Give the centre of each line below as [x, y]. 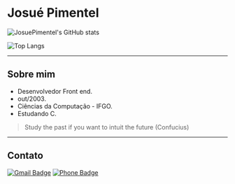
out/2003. [32, 99]
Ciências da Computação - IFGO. [65, 106]
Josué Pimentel [53, 13]
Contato [25, 156]
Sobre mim [31, 75]
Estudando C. [37, 113]
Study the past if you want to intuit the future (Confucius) [107, 127]
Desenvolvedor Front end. [55, 91]
